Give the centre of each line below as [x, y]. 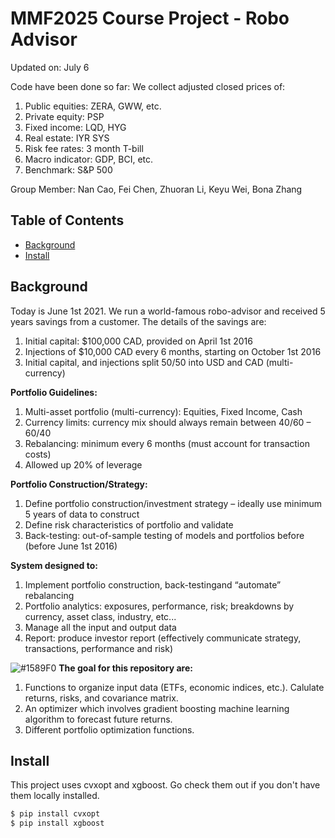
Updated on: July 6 [50, 67]
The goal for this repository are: [125, 668]
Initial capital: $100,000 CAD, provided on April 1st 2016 [138, 341]
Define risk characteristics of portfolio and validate [129, 524]
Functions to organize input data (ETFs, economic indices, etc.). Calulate [174, 687]
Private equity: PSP [64, 116]
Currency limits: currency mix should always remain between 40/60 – [168, 422]
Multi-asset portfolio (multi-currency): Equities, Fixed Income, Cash [163, 411]
